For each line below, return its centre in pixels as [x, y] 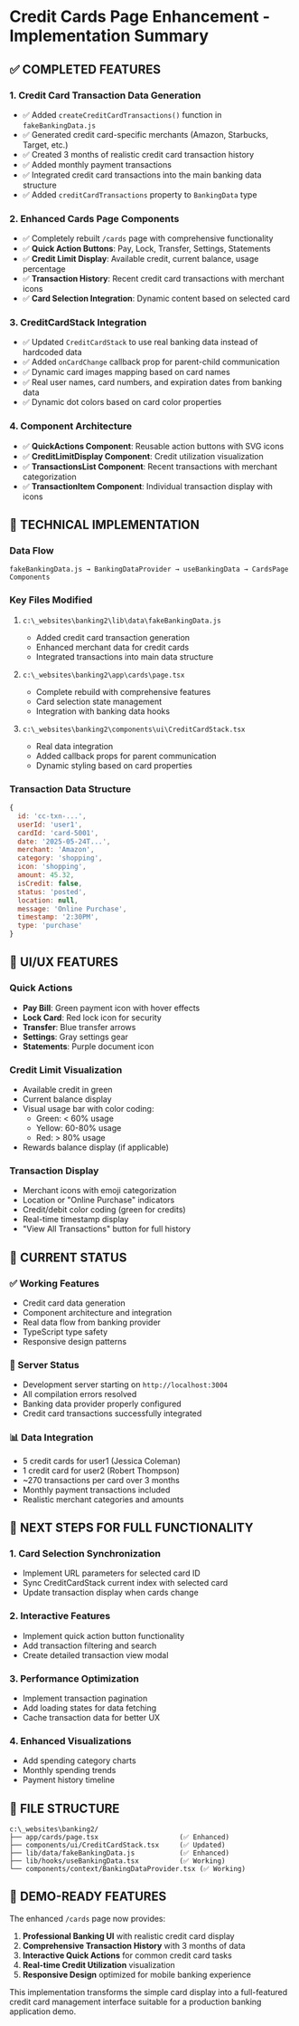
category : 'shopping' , [60, 858]
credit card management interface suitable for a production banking [135, 2002]
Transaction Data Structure [70, 788]
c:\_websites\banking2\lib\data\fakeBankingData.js [121, 621]
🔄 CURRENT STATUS [68, 1257]
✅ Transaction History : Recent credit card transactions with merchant [153, 279]
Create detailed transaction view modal [95, 1655]
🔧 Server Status [44, 1365]
